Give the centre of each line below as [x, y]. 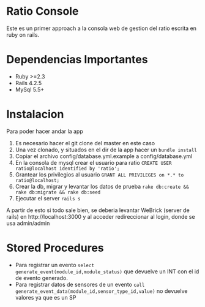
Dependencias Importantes [77, 60]
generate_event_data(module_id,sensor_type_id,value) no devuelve [101, 291]
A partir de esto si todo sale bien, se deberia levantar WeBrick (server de [98, 210]
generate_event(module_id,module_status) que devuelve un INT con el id [107, 271]
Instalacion [35, 114]
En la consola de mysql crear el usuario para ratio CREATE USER [93, 162]
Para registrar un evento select [55, 265]
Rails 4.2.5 [28, 83]
